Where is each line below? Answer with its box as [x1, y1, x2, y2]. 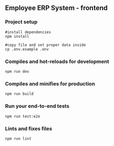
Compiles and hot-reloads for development [5, 58, 110, 65]
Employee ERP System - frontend [5, 4, 108, 12]
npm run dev [5, 69, 29, 74]
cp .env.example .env [5, 46, 49, 52]
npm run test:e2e [5, 114, 40, 119]
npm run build [5, 91, 34, 97]
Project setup [5, 19, 38, 25]
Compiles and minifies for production [5, 80, 95, 87]
